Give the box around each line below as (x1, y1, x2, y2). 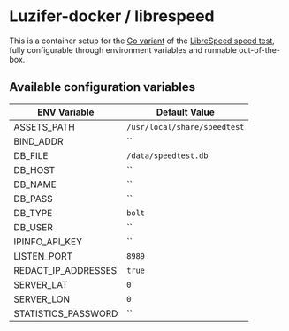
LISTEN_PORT (13, 250, 73, 262)
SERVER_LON (13, 293, 71, 305)
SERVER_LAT (13, 278, 68, 290)
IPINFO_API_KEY (13, 236, 82, 248)
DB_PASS (13, 192, 53, 205)
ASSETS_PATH (13, 121, 75, 133)
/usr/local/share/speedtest (126, 122, 245, 132)
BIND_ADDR (13, 135, 64, 147)
